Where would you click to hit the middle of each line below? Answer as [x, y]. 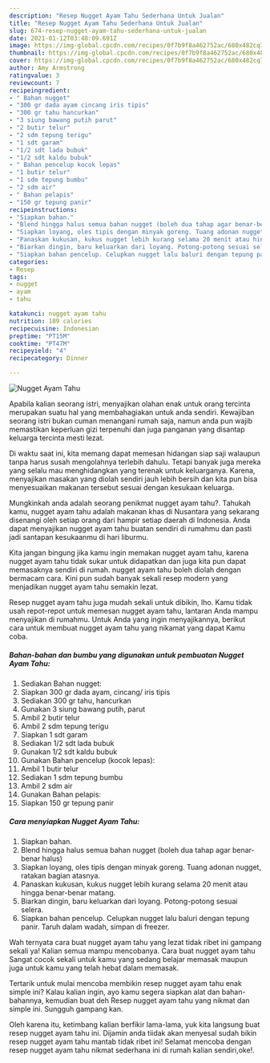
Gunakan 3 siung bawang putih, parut [83, 709]
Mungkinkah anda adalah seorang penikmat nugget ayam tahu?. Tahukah [130, 503]
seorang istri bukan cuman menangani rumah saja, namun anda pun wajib [131, 421]
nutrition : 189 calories [50, 321]
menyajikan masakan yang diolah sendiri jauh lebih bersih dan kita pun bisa [133, 479]
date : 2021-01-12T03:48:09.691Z [63, 38]
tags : [18, 277]
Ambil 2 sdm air [46, 785]
